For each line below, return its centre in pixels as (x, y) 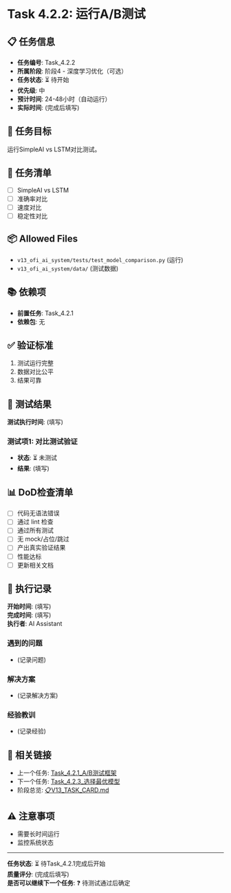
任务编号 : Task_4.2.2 (46, 62)
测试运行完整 (35, 363)
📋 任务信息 (31, 42)
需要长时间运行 (38, 834)
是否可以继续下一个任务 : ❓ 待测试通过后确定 (69, 883)
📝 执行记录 (29, 589)
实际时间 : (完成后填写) (48, 108)
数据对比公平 (35, 372)
